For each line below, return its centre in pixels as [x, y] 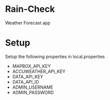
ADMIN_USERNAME [33, 87]
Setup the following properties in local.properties [55, 56]
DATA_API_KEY [28, 76]
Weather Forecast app [28, 23]
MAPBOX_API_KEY [31, 66]
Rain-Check [30, 9]
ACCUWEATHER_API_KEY [39, 71]
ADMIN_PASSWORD [33, 92]
